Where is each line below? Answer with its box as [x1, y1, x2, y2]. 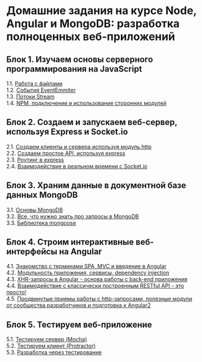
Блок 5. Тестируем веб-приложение [6, 319, 153, 330]
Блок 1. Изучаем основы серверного [6, 54, 154, 64]
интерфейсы [6, 246, 58, 257]
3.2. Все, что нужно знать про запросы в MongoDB [6, 213, 139, 220]
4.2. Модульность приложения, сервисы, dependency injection [6, 269, 170, 276]
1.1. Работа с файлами [6, 80, 63, 87]
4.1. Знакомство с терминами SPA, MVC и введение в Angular [6, 263, 167, 270]
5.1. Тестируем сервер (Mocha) [6, 336, 87, 343]
